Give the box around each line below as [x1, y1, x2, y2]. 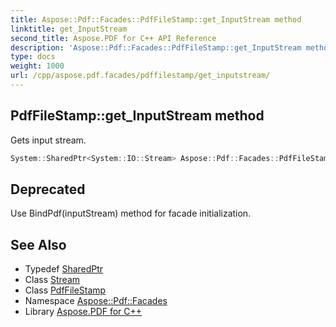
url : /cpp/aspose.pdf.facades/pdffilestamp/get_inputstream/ [10, 71, 271, 81]
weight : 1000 [10, 61, 65, 71]
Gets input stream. [10, 134, 87, 146]
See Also [10, 236, 67, 253]
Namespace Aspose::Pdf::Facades [24, 295, 168, 307]
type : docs [10, 52, 56, 62]
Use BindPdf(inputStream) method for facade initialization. [10, 207, 252, 220]
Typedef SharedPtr [24, 263, 104, 275]
